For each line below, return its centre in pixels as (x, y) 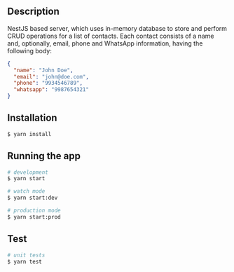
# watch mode (26, 191)
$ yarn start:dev (33, 198)
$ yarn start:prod (34, 217)
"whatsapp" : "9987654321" (51, 90)
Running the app (44, 156)
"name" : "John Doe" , (43, 70)
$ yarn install (29, 134)
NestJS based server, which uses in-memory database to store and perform (117, 28)
